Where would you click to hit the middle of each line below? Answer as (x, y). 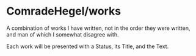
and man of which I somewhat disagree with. (63, 34)
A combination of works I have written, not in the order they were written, (98, 28)
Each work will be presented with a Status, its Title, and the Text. (88, 46)
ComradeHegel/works (64, 11)
